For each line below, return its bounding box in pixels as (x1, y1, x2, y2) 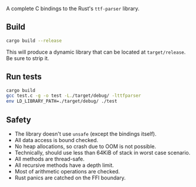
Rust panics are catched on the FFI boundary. (14, 174, 126, 181)
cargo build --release (6, 38, 62, 44)
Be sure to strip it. (6, 54, 50, 61)
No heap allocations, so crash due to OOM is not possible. (14, 143, 156, 150)
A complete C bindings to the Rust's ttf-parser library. (6, 5, 140, 12)
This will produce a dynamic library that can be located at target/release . (6, 48, 186, 55)
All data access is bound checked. (14, 136, 99, 143)
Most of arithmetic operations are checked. (14, 168, 120, 175)
